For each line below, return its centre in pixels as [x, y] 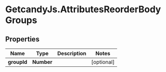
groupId [18, 62]
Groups [21, 20]
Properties [22, 39]
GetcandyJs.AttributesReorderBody [83, 9]
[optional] [103, 62]
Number [42, 62]
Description [72, 53]
